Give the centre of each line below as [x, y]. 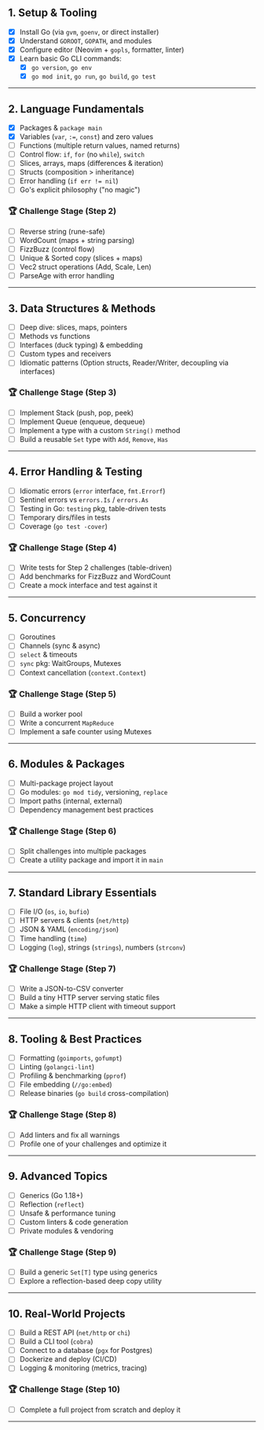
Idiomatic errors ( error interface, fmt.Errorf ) [92, 491]
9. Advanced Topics [58, 1176]
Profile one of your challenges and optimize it [93, 1144]
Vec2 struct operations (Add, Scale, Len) [85, 267]
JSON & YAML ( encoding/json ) [69, 929]
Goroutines [38, 637]
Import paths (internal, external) [71, 801]
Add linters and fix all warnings [70, 1134]
